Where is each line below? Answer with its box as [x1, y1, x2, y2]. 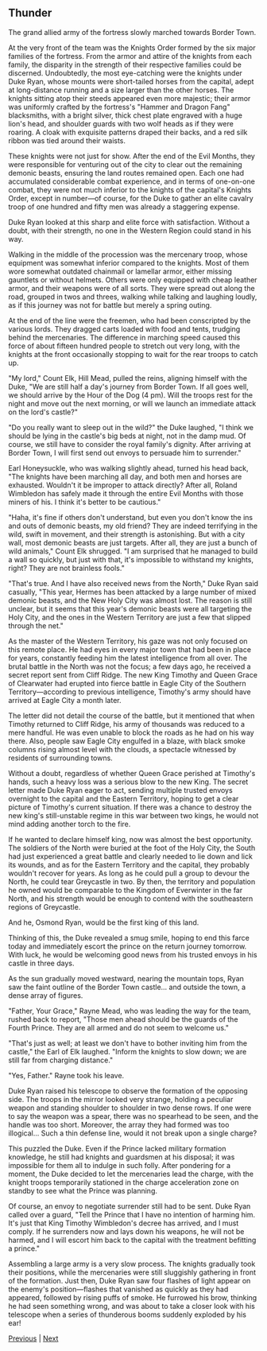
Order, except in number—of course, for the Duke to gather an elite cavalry [8, 193, 254, 203]
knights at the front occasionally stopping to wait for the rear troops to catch [8, 349, 258, 359]
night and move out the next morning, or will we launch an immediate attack [8, 398, 257, 408]
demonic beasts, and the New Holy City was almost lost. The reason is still [8, 596, 253, 605]
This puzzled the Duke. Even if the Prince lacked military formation [8, 1143, 226, 1153]
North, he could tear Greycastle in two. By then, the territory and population [8, 876, 256, 886]
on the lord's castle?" [8, 407, 78, 417]
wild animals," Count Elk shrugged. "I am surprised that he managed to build [8, 546, 258, 556]
